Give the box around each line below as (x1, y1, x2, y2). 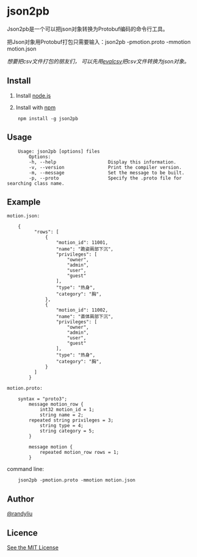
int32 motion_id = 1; (39, 407, 95, 413)
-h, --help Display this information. (29, 159, 176, 165)
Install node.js (15, 92, 51, 99)
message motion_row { (29, 401, 84, 408)
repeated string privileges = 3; (29, 417, 114, 423)
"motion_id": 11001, (56, 240, 109, 246)
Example (7, 196, 41, 207)
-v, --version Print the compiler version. (29, 164, 182, 170)
